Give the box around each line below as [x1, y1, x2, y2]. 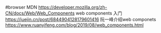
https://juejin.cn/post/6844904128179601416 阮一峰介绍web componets [5, 16, 156, 22]
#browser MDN [5, 4, 38, 10]
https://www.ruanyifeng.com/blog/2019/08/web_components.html [5, 22, 144, 28]
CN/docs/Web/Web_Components [5, 10, 75, 16]
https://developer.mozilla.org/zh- [38, 4, 108, 10]
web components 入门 [76, 10, 123, 16]
